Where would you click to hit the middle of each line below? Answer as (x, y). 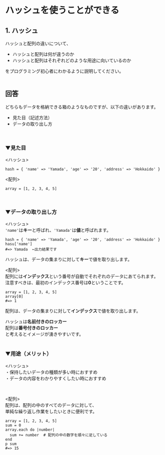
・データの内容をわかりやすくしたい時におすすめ (56, 378)
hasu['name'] (19, 244)
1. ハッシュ (22, 30)
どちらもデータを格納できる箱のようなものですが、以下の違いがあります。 (82, 107)
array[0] (14, 297)
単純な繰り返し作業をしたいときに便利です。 (51, 411)
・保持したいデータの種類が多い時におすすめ (51, 372)
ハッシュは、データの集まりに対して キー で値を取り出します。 (69, 259)
